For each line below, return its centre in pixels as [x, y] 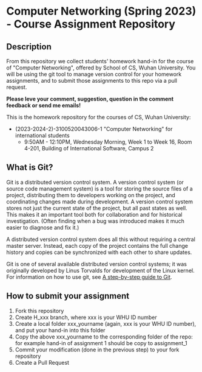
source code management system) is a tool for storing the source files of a [99, 188]
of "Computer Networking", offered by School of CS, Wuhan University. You [101, 68]
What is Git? [30, 168]
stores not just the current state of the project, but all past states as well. [97, 208]
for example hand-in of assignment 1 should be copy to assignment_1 [101, 343]
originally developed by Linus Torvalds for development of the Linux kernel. [101, 270]
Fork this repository [39, 311]
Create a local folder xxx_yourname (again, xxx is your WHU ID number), [106, 323]
